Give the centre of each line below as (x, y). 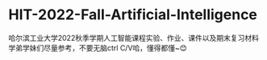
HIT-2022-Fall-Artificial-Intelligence (133, 15)
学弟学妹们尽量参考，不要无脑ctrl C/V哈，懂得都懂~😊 (98, 48)
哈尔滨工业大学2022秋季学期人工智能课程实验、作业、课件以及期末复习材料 (134, 38)
